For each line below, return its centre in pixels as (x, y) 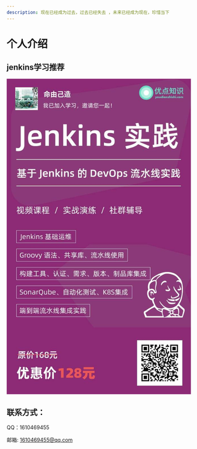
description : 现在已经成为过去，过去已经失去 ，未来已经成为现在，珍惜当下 (88, 12)
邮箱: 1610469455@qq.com (40, 440)
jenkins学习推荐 (36, 67)
